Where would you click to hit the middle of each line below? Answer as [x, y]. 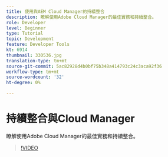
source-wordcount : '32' [35, 77]
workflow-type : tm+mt [33, 72]
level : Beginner [26, 28]
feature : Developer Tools [38, 45]
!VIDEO [29, 148]
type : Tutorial [25, 34]
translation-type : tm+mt [37, 61]
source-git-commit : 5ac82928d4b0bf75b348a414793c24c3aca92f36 [84, 66]
